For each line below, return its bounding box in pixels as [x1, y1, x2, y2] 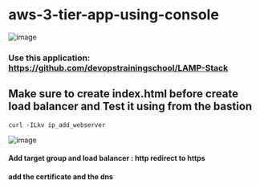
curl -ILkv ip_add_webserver [8, 121, 106, 129]
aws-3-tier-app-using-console [8, 6, 219, 24]
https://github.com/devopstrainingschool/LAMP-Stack [8, 62, 229, 73]
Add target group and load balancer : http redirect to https [8, 153, 206, 163]
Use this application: [8, 52, 91, 63]
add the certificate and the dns [8, 171, 114, 182]
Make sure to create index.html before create [8, 87, 239, 101]
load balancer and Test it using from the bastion [8, 100, 253, 113]
